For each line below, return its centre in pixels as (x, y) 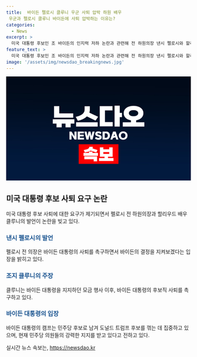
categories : (21, 25)
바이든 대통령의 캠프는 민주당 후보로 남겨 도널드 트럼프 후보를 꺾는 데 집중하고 (94, 328)
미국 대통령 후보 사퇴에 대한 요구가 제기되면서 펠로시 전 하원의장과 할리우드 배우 (97, 213)
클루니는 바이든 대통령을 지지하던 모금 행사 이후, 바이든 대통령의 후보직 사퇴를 (94, 290)
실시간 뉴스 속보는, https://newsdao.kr (51, 348)
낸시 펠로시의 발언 (30, 238)
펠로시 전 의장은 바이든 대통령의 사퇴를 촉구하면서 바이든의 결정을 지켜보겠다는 (95, 252)
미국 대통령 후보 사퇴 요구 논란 (57, 198)
